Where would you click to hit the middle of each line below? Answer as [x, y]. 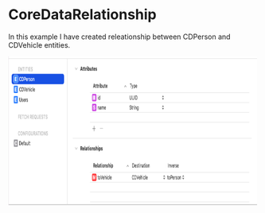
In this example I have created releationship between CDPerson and [119, 37]
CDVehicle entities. [39, 45]
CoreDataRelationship [82, 15]
